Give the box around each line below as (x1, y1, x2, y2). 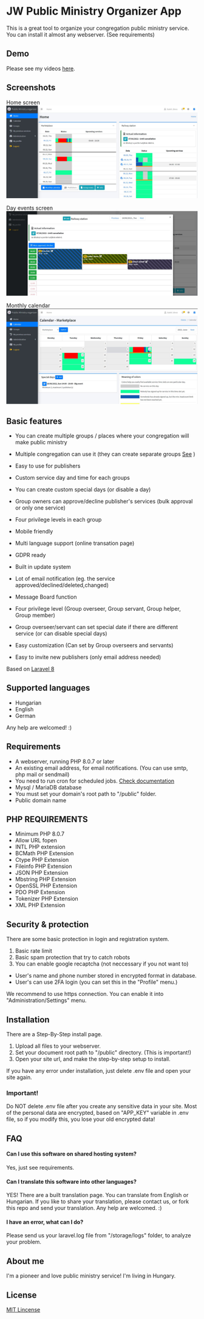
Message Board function (15, 593, 77, 600)
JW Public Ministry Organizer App (6, 4, 182, 18)
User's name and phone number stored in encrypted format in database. (15, 972, 197, 979)
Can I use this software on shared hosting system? (6, 1150, 137, 1157)
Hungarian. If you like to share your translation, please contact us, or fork (6, 1198, 189, 1205)
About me (6, 1256, 44, 1266)
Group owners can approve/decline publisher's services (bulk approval (15, 498, 193, 505)
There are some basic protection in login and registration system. (6, 936, 169, 943)
